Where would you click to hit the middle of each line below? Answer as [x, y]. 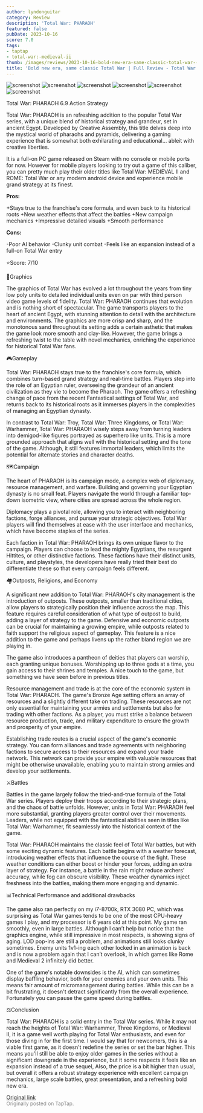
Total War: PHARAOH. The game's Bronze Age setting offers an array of [96, 695]
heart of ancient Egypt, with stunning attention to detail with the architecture [101, 314]
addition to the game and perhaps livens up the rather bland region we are [99, 640]
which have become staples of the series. [58, 531]
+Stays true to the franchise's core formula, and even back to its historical [98, 208]
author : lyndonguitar [34, 12]
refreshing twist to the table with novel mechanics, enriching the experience [101, 340]
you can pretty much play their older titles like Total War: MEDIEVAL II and [98, 172]
